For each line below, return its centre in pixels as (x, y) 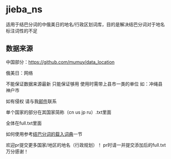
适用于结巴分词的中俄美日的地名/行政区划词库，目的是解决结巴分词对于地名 (85, 24)
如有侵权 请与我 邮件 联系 (31, 101)
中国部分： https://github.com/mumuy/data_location (60, 62)
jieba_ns (24, 10)
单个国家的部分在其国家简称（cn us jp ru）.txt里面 (59, 112)
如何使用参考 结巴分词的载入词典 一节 (44, 134)
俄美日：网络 (19, 73)
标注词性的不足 (22, 31)
